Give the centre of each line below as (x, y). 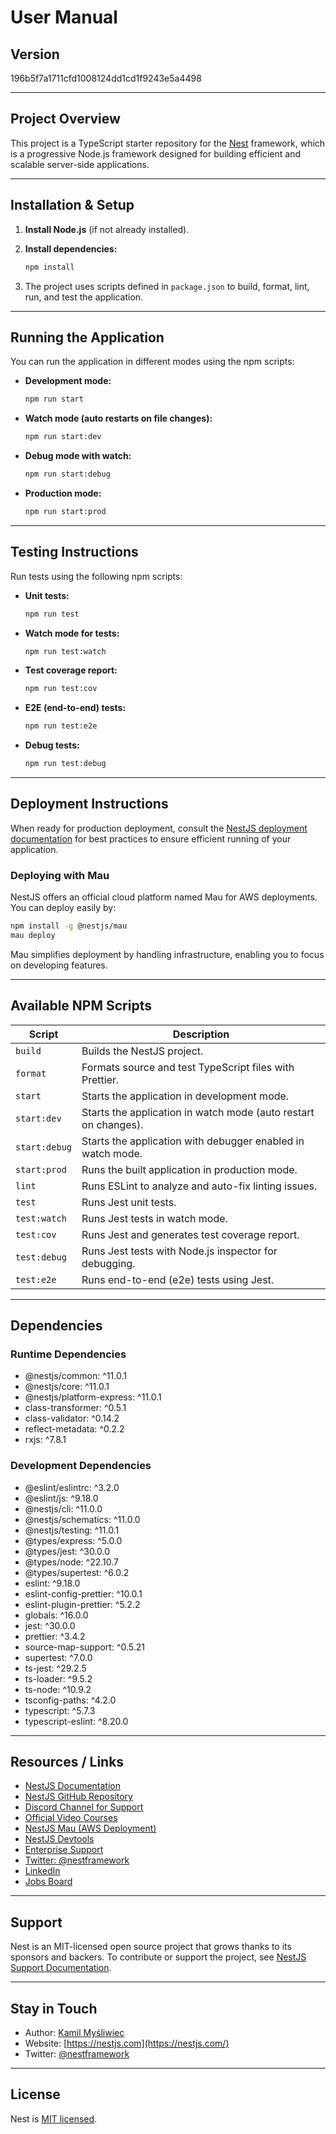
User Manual (64, 17)
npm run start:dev (63, 437)
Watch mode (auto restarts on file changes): (118, 418)
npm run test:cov (61, 689)
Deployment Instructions (89, 804)
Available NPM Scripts (81, 1006)
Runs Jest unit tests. (129, 1202)
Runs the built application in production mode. (189, 1169)
